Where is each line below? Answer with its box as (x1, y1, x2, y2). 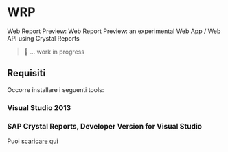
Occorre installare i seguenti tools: (7, 85, 104, 94)
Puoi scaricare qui (7, 137, 58, 145)
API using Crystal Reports (7, 34, 80, 42)
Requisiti (7, 67, 46, 79)
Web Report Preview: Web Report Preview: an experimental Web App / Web (7, 27, 221, 35)
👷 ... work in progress (23, 47, 84, 56)
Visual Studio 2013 (7, 102, 71, 112)
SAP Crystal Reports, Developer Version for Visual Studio (7, 121, 203, 131)
